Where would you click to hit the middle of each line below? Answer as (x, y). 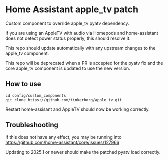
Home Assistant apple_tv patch (72, 9)
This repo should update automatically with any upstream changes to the (80, 48)
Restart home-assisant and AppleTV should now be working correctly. (78, 109)
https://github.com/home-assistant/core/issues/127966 (62, 142)
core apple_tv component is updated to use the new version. (68, 68)
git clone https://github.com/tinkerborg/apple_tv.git (64, 100)
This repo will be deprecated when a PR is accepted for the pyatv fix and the (84, 63)
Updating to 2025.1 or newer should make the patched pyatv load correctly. (83, 152)
